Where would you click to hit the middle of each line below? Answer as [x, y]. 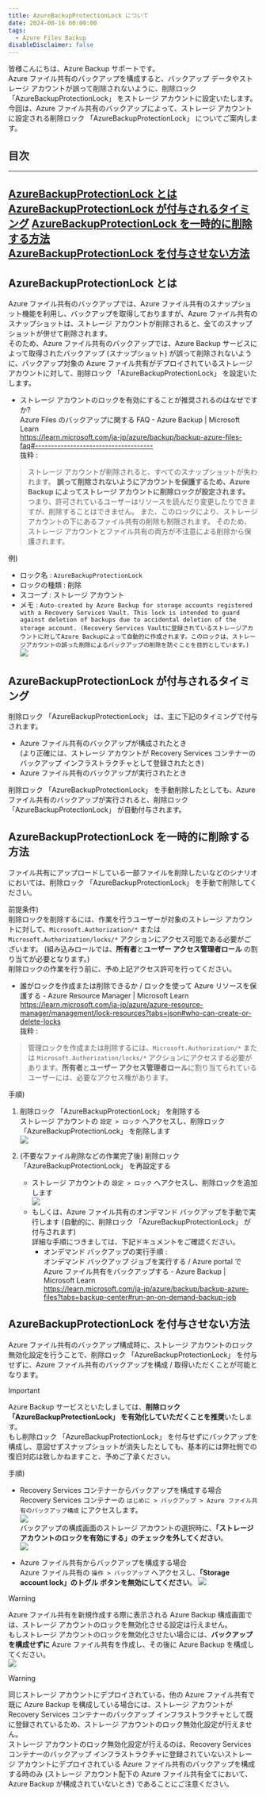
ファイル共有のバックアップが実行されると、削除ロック [98, 799]
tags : [17, 30]
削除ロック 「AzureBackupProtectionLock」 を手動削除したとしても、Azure [132, 790]
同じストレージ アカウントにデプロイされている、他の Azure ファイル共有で [131, 1694]
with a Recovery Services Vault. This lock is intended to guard [129, 613]
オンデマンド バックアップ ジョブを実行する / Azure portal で [142, 1261]
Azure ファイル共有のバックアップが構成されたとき [103, 743]
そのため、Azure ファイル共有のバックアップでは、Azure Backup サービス [129, 344]
